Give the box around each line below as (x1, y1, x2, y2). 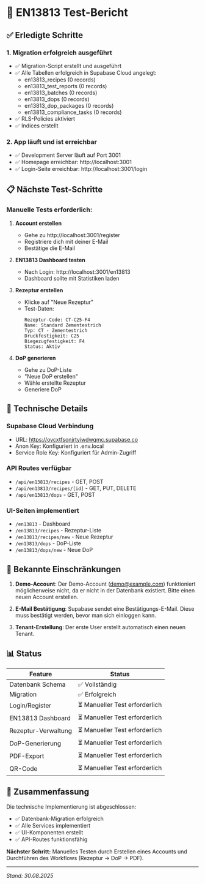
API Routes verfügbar (6, 464, 72, 472)
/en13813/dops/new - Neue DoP (15, 546, 93, 554)
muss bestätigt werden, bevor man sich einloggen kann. (15, 611, 157, 619)
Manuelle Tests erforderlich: (6, 205, 93, 214)
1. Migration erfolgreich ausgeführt (6, 48, 112, 57)
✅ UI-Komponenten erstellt (15, 828, 84, 836)
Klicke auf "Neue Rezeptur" (24, 298, 93, 306)
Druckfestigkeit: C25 (24, 333, 79, 339)
